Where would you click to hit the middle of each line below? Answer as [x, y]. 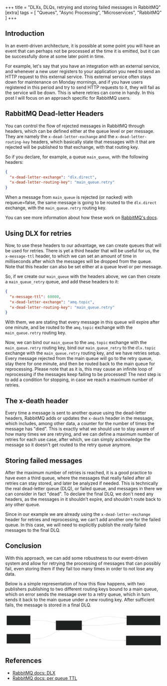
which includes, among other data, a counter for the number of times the [80, 424]
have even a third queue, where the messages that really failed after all [78, 478]
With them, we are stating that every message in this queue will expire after [83, 322]
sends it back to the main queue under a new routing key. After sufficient [80, 599]
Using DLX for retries [38, 233]
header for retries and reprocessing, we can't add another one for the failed [83, 519]
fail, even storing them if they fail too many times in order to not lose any [79, 568]
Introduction [25, 34]
